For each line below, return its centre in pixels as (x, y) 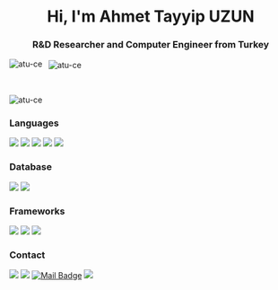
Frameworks (37, 211)
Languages (35, 123)
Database (30, 167)
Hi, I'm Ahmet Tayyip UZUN (151, 17)
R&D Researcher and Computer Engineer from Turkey (151, 45)
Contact (27, 255)
